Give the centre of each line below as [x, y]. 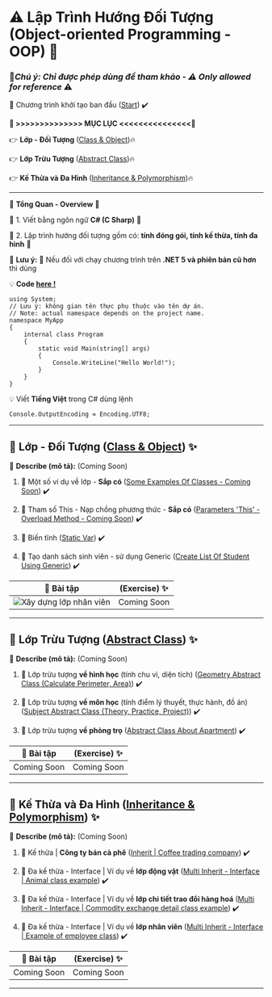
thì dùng [23, 268]
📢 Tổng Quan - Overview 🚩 [54, 204]
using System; [33, 300]
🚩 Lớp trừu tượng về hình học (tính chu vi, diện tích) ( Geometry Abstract [141, 675]
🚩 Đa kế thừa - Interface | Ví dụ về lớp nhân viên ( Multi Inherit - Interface [142, 926]
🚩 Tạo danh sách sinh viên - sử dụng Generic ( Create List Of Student [135, 556]
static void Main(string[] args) [94, 349]
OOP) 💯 [34, 52]
